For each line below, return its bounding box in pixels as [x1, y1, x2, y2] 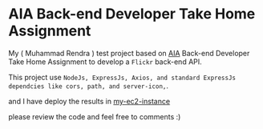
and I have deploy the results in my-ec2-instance [8, 96, 171, 106]
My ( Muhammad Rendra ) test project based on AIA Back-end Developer [8, 48, 250, 58]
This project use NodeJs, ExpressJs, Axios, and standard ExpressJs [8, 72, 237, 82]
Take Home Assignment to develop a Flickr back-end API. [8, 57, 202, 67]
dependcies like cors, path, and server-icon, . [8, 81, 169, 91]
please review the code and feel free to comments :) [8, 111, 181, 121]
